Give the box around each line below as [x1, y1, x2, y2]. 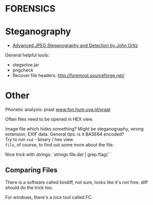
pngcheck [12, 67, 33, 73]
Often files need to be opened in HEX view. [5, 116, 93, 122]
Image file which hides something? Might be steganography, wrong [5, 126, 144, 132]
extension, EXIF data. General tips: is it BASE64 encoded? [5, 131, 124, 137]
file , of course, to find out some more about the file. [5, 142, 114, 148]
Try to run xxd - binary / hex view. [5, 136, 74, 142]
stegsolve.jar [12, 62, 39, 68]
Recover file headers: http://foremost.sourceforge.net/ [12, 72, 125, 78]
